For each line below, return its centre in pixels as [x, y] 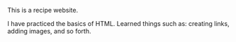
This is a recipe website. [43, 10]
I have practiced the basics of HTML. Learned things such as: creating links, [118, 23]
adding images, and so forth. [49, 31]
